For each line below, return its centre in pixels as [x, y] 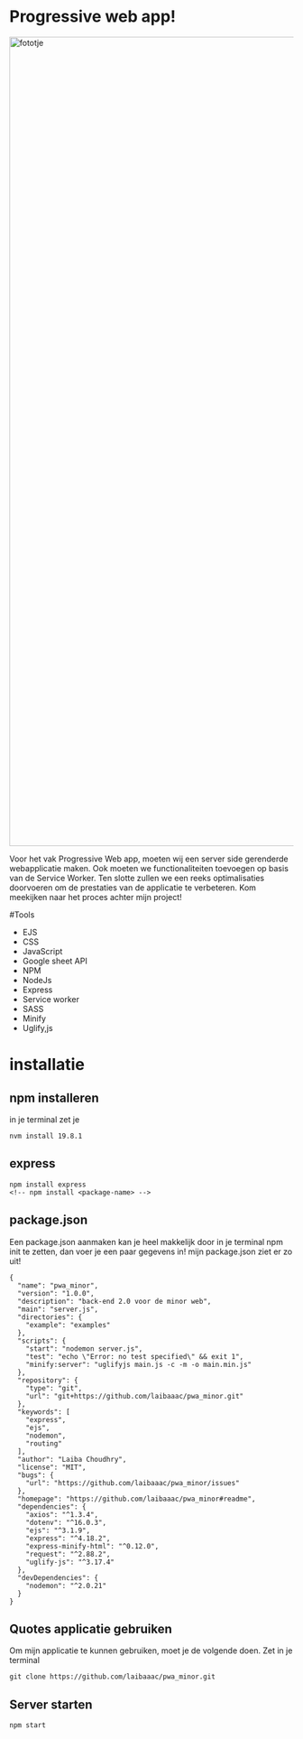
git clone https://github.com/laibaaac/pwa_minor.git [113, 1677]
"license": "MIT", [52, 1467]
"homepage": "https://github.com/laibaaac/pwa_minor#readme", [137, 1499]
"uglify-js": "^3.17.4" [70, 1562]
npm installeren [54, 1097]
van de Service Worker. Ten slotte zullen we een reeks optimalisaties [137, 878]
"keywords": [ [44, 1412]
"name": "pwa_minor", [58, 1285]
